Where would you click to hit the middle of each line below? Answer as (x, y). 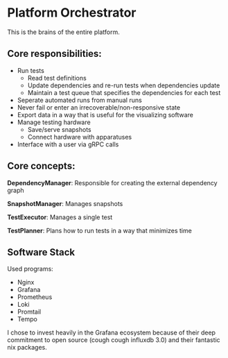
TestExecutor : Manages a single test (60, 217)
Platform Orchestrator (72, 13)
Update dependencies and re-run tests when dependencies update (124, 85)
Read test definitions (57, 78)
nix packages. (27, 348)
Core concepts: (41, 166)
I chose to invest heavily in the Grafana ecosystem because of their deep (112, 333)
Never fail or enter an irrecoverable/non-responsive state (99, 107)
